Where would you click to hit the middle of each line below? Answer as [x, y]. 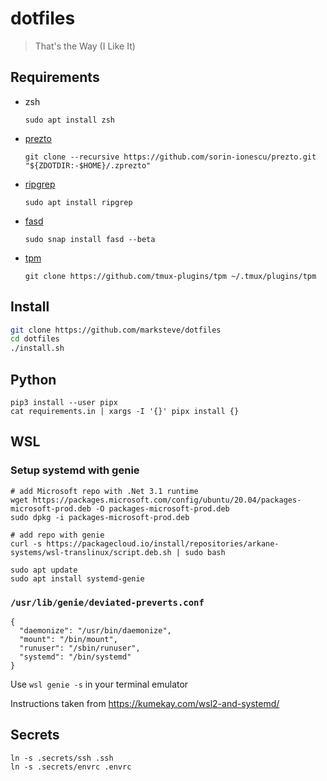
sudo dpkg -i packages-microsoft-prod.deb [100, 517]
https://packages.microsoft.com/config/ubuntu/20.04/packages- [167, 500]
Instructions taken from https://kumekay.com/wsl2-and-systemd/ [145, 703]
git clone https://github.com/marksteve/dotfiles [116, 330]
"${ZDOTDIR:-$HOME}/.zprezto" [88, 165]
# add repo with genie [57, 535]
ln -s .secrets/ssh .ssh [62, 758]
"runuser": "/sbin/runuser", [80, 648]
